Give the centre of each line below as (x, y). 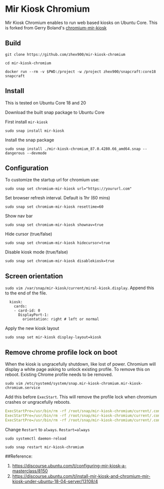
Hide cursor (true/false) (29, 234)
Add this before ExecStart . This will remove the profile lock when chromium (81, 397)
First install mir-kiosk (26, 122)
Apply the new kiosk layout (32, 328)
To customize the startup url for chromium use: (52, 180)
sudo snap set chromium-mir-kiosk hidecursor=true (58, 243)
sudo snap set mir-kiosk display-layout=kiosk (53, 337)
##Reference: (19, 456)
